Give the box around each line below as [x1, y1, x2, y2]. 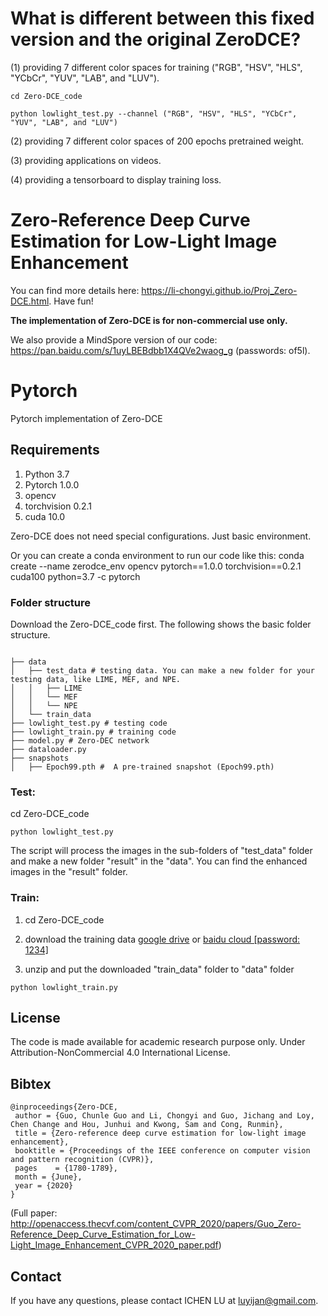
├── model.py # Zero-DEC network [10, 735, 150, 746]
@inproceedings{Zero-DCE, [10, 1102, 118, 1112]
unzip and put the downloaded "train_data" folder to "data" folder [24, 963, 295, 975]
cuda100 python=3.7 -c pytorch [10, 570, 141, 582]
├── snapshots [10, 753, 70, 763]
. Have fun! [48, 295, 94, 307]
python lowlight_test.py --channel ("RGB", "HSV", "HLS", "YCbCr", [10, 108, 298, 119]
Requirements [10, 442, 100, 459]
